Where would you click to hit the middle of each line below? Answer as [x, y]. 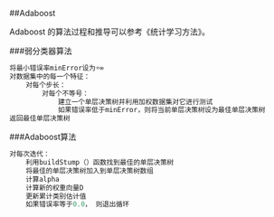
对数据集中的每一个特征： [50, 76]
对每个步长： [46, 85]
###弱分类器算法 [41, 51]
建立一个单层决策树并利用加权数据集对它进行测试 [135, 102]
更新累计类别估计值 [56, 196]
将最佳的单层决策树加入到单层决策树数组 [90, 171]
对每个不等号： [66, 93]
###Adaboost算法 [43, 137]
